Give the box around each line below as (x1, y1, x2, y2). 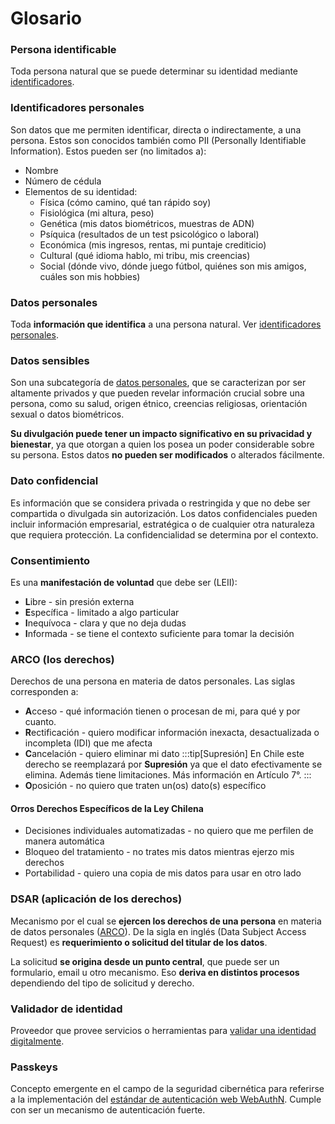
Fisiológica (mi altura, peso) (39, 207, 155, 219)
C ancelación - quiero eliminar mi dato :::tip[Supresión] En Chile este (24, 748, 305, 760)
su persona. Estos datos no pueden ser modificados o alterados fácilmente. (10, 449, 325, 461)
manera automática (24, 835, 105, 847)
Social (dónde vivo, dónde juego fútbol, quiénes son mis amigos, (39, 260, 307, 272)
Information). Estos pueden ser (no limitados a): (10, 145, 207, 157)
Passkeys (10, 1060, 58, 1074)
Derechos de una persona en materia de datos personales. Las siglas (10, 675, 296, 687)
